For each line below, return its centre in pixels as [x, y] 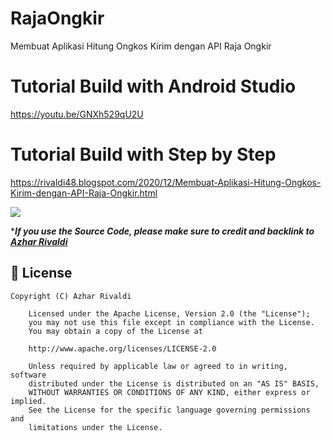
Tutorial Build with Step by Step [143, 154]
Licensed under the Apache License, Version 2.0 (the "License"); [169, 313]
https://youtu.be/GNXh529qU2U [77, 114]
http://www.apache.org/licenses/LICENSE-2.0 [122, 348]
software [28, 375]
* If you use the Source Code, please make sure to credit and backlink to [162, 231]
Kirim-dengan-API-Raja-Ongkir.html [84, 193]
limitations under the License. [95, 427]
